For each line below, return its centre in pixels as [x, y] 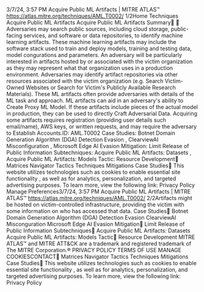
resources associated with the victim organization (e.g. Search [85, 81]
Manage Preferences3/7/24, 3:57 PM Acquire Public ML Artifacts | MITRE [99, 192]
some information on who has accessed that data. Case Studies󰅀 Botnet [97, 211]
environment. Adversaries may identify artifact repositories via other [92, 74]
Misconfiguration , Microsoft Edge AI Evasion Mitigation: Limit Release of [98, 146]
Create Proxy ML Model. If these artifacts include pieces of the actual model [102, 107]
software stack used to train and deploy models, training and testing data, [99, 48]
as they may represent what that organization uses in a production [89, 68]
